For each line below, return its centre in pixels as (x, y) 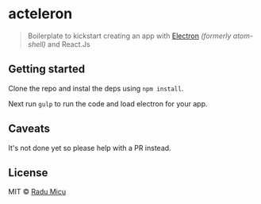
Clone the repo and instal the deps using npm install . (96, 88)
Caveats (29, 129)
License (28, 173)
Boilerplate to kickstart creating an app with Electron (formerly (129, 36)
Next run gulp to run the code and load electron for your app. (108, 103)
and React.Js (69, 44)
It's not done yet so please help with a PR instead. (90, 148)
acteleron (40, 14)
